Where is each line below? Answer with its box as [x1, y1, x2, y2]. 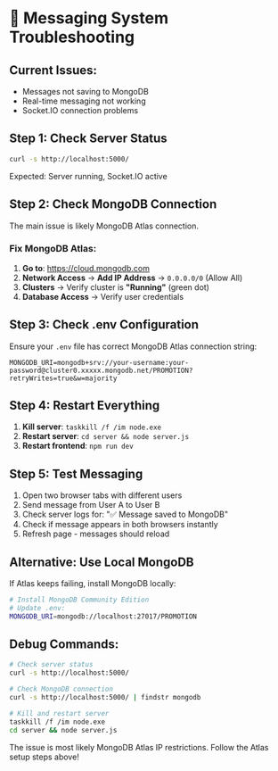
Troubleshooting [9, 27, 135, 47]
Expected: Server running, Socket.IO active [9, 170, 168, 181]
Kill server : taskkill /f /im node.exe [21, 421, 162, 432]
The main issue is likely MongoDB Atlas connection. [9, 220, 199, 231]
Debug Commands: [9, 637, 119, 652]
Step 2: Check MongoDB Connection [9, 196, 217, 212]
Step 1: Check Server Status [9, 131, 168, 146]
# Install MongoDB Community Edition [9, 595, 150, 605]
